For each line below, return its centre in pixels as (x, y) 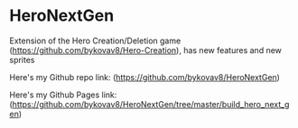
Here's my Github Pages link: (63, 95)
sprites (22, 59)
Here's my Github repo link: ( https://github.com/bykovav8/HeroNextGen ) (144, 77)
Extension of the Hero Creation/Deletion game (95, 41)
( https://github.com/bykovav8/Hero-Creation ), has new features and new (146, 50)
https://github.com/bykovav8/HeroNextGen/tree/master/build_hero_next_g (151, 104)
